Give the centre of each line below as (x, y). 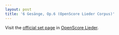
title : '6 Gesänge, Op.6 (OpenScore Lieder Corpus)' (60, 14)
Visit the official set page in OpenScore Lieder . (52, 27)
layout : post (18, 9)
